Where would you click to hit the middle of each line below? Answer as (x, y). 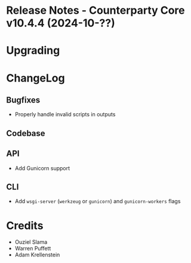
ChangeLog (36, 78)
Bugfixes (23, 100)
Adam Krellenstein (37, 255)
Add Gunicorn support (42, 168)
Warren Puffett (33, 249)
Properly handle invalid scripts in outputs (65, 114)
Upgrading (33, 51)
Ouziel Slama (31, 242)
